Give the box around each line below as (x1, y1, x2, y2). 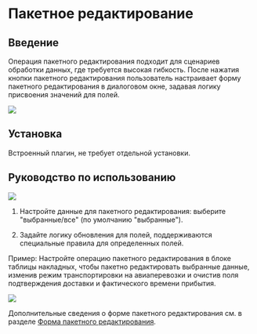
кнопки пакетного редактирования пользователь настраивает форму (8, 74, 241, 82)
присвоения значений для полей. (8, 90, 120, 99)
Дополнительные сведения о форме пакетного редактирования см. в (8, 308, 243, 318)
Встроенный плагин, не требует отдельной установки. (8, 148, 190, 158)
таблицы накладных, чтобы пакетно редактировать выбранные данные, (8, 262, 250, 271)
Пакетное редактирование (8, 5, 194, 23)
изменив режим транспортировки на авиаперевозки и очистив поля (8, 270, 239, 279)
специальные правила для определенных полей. (19, 238, 184, 248)
